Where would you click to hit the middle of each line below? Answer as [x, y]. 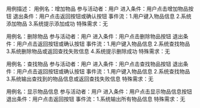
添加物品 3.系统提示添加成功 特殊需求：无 [57, 24]
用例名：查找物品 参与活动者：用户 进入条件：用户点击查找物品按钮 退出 [95, 64]
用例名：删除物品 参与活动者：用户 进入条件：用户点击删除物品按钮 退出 [95, 36]
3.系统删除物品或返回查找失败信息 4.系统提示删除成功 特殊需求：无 [88, 51]
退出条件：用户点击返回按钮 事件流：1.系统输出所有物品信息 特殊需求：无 [96, 99]
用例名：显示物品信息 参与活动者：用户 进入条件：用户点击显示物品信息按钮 [99, 92]
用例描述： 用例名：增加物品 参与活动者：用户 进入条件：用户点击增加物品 [97, 9]
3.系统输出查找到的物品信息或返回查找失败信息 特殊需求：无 [80, 79]
